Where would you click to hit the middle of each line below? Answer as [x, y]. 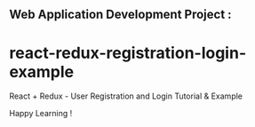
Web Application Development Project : [121, 15]
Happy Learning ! [41, 114]
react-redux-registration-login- [128, 53]
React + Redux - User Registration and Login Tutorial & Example [126, 96]
